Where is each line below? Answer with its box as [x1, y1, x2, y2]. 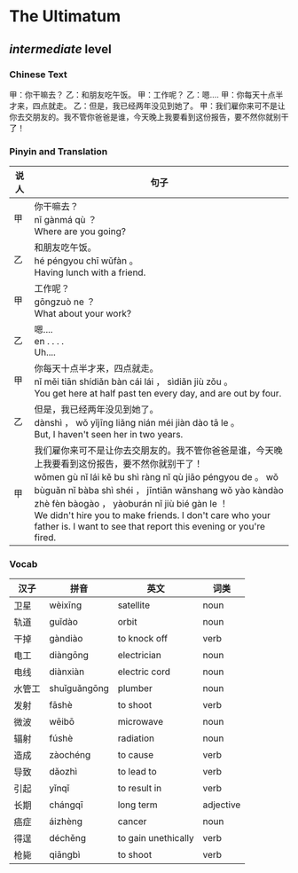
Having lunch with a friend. [34, 266, 146, 279]
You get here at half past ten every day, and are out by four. [34, 388, 282, 400]
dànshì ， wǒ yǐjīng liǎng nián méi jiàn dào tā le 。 [34, 417, 240, 429]
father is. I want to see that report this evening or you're [34, 521, 266, 533]
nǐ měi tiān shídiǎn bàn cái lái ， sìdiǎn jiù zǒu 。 [34, 375, 233, 388]
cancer [117, 815, 147, 828]
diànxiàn [49, 665, 85, 678]
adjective [202, 798, 241, 811]
